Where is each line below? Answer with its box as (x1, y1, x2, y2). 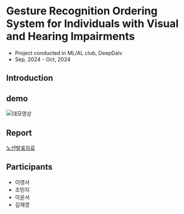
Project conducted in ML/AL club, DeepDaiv (14, 49, 123, 56)
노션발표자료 (6, 144, 36, 151)
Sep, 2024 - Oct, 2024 (14, 56, 71, 63)
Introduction (6, 73, 54, 83)
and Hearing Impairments (6, 30, 135, 43)
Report (6, 127, 32, 138)
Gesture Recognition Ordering (6, 4, 158, 18)
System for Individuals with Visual (6, 17, 179, 30)
